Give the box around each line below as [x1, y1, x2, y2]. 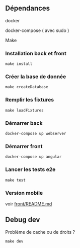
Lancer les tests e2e [5, 166, 56, 173]
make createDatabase [5, 85, 49, 90]
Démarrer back [5, 119, 43, 126]
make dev [5, 238, 24, 244]
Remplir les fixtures [5, 96, 54, 103]
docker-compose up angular [5, 154, 62, 159]
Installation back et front [5, 50, 66, 57]
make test [5, 178, 26, 183]
